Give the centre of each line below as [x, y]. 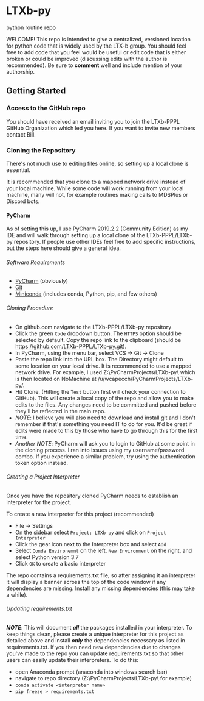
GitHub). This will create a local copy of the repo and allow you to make [104, 398]
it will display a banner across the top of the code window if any [86, 582]
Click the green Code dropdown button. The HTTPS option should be [98, 333]
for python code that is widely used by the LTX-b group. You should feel [96, 46]
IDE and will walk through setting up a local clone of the [76, 235]
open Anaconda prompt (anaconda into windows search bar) [91, 672]
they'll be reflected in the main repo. [60, 411]
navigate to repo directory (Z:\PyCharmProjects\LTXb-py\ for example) [104, 678]
